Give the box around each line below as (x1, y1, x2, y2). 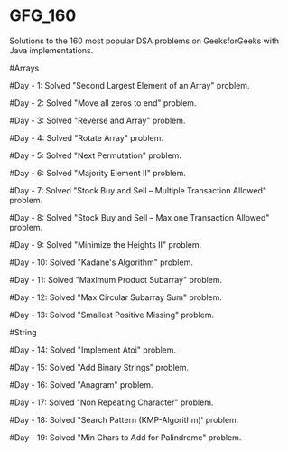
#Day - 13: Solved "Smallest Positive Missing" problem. (9, 309, 215, 320)
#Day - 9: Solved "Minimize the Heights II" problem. (9, 239, 202, 250)
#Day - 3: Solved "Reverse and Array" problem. (9, 115, 186, 126)
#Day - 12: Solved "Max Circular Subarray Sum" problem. (9, 291, 223, 303)
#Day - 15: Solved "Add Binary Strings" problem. (9, 362, 190, 372)
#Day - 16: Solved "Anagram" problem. (9, 379, 153, 390)
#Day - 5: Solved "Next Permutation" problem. (9, 150, 182, 161)
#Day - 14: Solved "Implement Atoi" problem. (9, 344, 177, 355)
